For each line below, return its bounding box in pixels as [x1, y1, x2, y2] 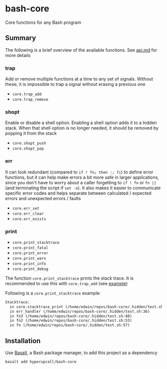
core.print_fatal [12, 245, 49, 250]
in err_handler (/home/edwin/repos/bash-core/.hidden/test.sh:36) [9, 309, 150, 314]
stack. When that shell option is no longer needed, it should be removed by [5, 125, 159, 131]
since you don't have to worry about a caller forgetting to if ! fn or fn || [5, 179, 157, 185]
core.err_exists [12, 217, 46, 221]
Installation [5, 336, 41, 345]
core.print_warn [12, 256, 46, 261]
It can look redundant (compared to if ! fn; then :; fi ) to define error [5, 169, 154, 175]
